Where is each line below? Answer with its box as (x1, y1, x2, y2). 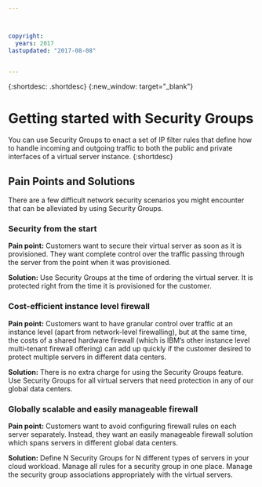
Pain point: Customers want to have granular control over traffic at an (8, 318, 233, 328)
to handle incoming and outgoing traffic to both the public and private (8, 144, 233, 153)
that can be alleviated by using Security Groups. (8, 204, 163, 213)
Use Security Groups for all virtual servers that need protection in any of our (8, 376, 254, 385)
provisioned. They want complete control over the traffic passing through (8, 249, 245, 259)
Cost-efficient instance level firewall (8, 301, 151, 312)
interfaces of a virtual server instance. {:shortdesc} (8, 152, 174, 162)
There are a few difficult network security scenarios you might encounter (8, 195, 245, 205)
